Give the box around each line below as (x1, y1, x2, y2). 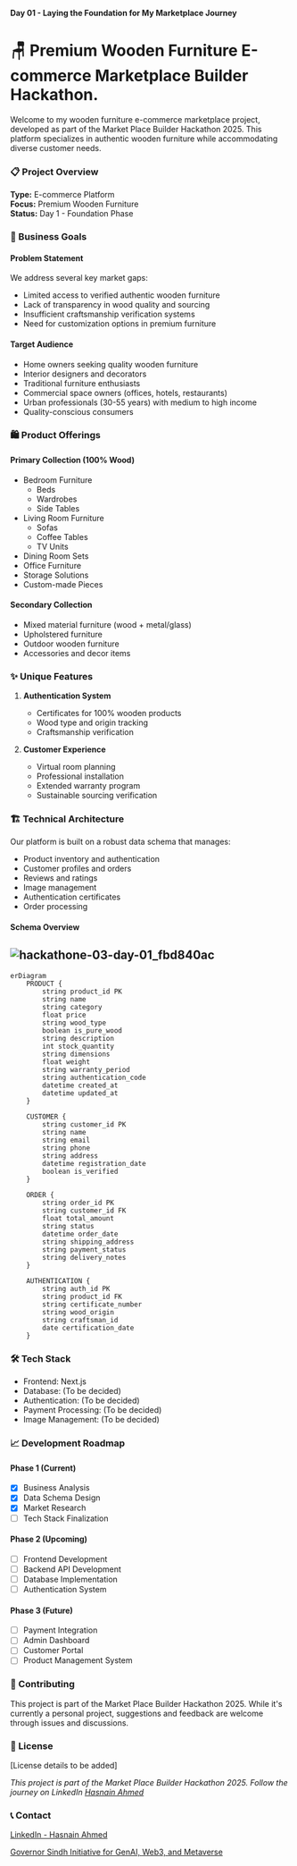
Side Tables (36, 502, 80, 513)
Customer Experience (22, 744, 106, 755)
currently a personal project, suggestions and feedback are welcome (10, 1708, 264, 1718)
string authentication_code (42, 1073, 146, 1082)
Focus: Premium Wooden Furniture (10, 198, 139, 209)
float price (42, 1010, 87, 1019)
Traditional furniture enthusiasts (22, 377, 141, 388)
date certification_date (42, 1323, 135, 1332)
